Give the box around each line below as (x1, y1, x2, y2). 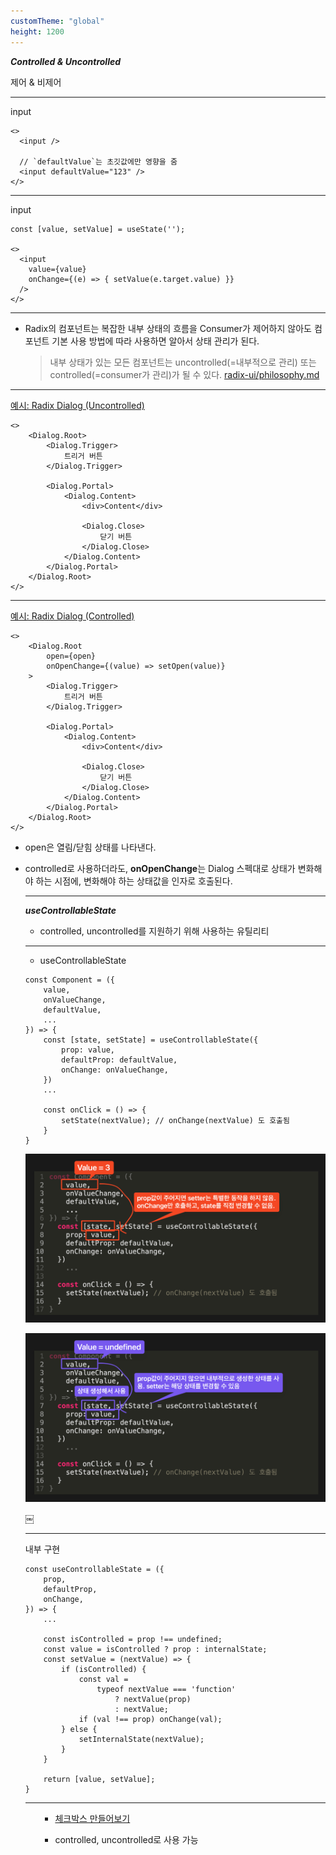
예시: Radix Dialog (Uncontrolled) (10, 399, 145, 411)
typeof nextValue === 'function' (96, 1684, 237, 1694)
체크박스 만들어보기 (54, 1812, 131, 1824)
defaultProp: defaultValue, (61, 1055, 178, 1065)
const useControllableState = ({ (24, 1564, 165, 1574)
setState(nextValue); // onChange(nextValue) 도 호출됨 (61, 1115, 290, 1125)
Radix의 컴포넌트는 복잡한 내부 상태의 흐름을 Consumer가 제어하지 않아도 (24, 322, 312, 334)
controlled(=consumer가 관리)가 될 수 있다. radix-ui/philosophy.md (49, 368, 320, 380)
